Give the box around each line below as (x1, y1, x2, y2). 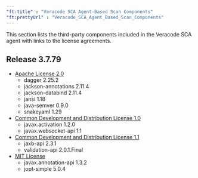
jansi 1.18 (23, 96, 46, 103)
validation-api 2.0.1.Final (23, 146, 83, 154)
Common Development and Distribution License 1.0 (14, 115, 141, 122)
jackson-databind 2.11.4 (23, 89, 82, 96)
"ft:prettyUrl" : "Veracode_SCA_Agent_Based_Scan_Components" (6, 14, 164, 20)
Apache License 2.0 (14, 70, 64, 78)
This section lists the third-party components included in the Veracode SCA (6, 30, 192, 38)
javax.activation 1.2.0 (23, 121, 76, 128)
